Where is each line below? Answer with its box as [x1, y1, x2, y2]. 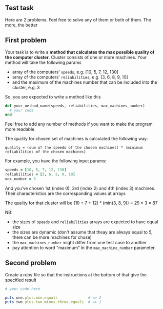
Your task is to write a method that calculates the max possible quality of [5, 49, 155, 55]
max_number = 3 [5, 176, 36, 181]
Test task [5, 4, 34, 12]
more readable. [5, 126, 36, 132]
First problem [5, 36, 47, 44]
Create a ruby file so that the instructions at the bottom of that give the [5, 271, 147, 277]
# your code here [5, 286, 41, 291]
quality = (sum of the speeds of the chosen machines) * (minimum [5, 145, 143, 150]
